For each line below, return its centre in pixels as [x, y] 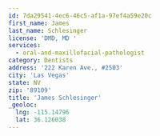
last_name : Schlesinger [48, 30]
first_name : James [39, 23]
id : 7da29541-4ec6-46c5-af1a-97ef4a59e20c [80, 16]
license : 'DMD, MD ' [43, 38]
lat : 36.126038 [41, 120]
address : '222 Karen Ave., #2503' [66, 68]
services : [25, 46]
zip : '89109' [30, 90]
